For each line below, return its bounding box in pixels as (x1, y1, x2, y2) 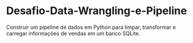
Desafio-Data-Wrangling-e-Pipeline (6, 4, 187, 18)
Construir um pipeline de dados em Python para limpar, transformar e (6, 24, 176, 31)
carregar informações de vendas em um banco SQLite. (6, 29, 141, 37)
